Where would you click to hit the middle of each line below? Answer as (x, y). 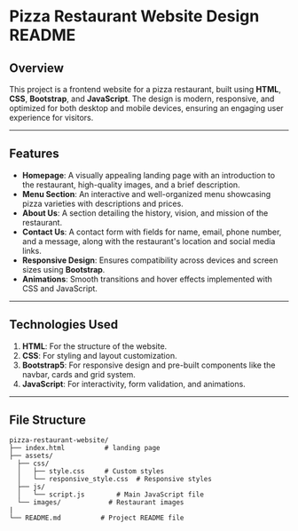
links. (31, 250)
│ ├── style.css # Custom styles (91, 472)
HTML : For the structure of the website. (94, 346)
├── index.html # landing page (85, 448)
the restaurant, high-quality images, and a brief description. (131, 185)
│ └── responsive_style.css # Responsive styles (115, 479)
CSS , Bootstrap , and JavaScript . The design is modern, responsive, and (142, 99)
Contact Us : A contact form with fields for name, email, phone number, (152, 232)
